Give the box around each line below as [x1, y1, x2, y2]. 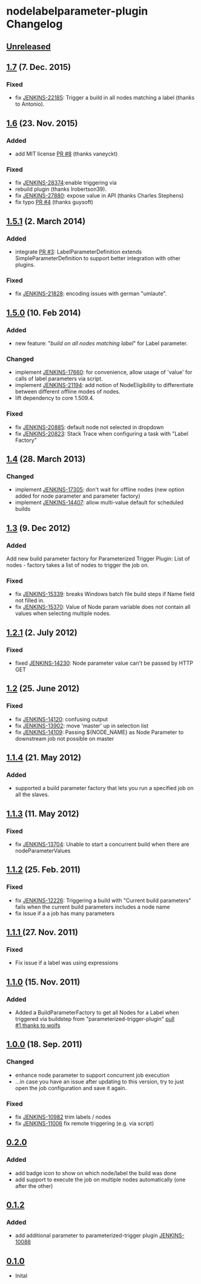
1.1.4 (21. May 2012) [6, 752, 82, 763]
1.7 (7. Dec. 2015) [6, 62, 71, 72]
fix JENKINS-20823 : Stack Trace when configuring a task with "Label [15, 430, 189, 437]
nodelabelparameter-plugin [6, 4, 148, 18]
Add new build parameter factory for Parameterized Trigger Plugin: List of [6, 555, 190, 562]
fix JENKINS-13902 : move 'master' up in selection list [15, 722, 149, 729]
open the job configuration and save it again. [15, 1084, 127, 1091]
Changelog [6, 17, 63, 31]
